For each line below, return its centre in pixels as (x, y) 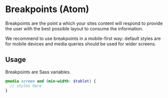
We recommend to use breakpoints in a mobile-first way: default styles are (83, 38)
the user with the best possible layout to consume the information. (74, 28)
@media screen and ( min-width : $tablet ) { (51, 81)
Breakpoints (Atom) (47, 9)
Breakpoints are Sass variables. (38, 72)
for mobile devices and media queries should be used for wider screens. (81, 43)
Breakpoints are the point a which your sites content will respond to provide (84, 23)
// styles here (26, 86)
